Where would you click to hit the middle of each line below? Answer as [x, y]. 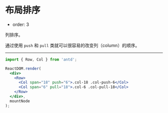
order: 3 [20, 24]
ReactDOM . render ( [23, 68]
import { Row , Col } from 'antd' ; [41, 59]
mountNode [20, 101]
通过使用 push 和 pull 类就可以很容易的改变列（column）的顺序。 [72, 45]
